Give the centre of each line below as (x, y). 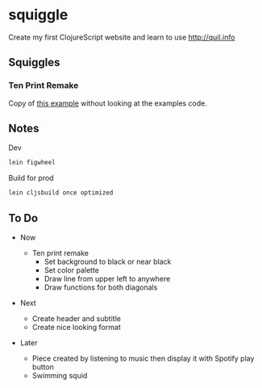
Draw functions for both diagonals (101, 287)
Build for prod (31, 178)
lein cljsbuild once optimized (61, 193)
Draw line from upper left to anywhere (107, 279)
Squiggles (34, 63)
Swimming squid (60, 375)
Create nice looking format (76, 327)
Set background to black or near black (108, 261)
